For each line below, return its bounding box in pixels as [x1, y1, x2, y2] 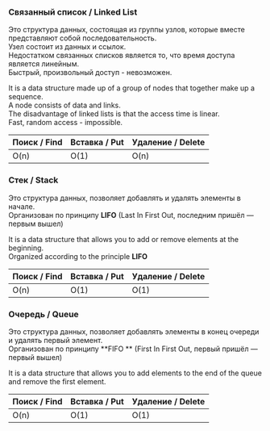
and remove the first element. [8, 376, 106, 386]
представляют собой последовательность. [8, 33, 157, 43]
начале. [8, 201, 35, 211]
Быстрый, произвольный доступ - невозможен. [8, 68, 172, 77]
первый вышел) [8, 352, 63, 362]
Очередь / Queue [8, 308, 79, 320]
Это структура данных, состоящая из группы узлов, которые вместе [8, 25, 246, 35]
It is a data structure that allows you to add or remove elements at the [8, 234, 239, 244]
